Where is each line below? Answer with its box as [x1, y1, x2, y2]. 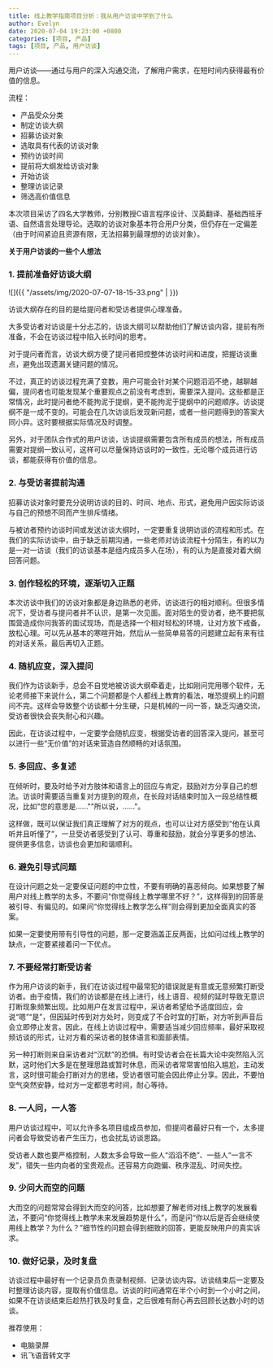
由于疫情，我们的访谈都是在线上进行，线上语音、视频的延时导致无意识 [29, 991, 265, 1001]
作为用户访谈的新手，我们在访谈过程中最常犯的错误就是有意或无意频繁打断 [8, 982, 258, 991]
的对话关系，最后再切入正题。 [8, 638, 108, 648]
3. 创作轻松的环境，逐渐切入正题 [8, 577, 136, 589]
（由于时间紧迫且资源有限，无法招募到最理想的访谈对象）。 [8, 229, 205, 239]
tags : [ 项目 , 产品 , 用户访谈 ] [8, 42, 102, 50]
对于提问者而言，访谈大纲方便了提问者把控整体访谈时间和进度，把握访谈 [8, 349, 250, 359]
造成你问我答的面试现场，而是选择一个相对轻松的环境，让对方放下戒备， [22, 618, 265, 628]
